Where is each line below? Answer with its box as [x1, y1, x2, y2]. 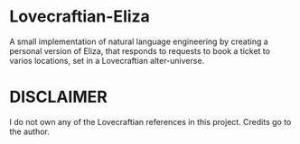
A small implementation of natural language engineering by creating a [9, 36, 268, 47]
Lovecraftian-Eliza [9, 6, 151, 27]
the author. [9, 126, 50, 137]
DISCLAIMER [9, 87, 108, 107]
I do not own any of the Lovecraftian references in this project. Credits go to [9, 116, 292, 127]
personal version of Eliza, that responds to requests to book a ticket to [9, 45, 271, 56]
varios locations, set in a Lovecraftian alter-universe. [9, 55, 205, 66]
